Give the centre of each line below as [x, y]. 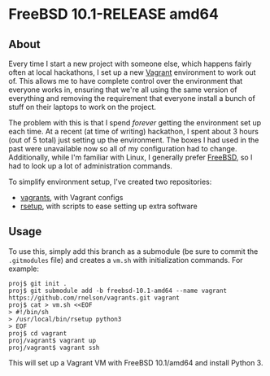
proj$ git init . [38, 283]
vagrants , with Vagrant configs [72, 197]
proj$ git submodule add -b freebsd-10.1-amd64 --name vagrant [118, 291]
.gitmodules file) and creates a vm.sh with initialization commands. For [126, 260]
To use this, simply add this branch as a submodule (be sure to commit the [133, 251]
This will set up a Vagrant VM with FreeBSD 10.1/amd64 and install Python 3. [136, 362]
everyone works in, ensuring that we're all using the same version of [123, 90]
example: [24, 269]
